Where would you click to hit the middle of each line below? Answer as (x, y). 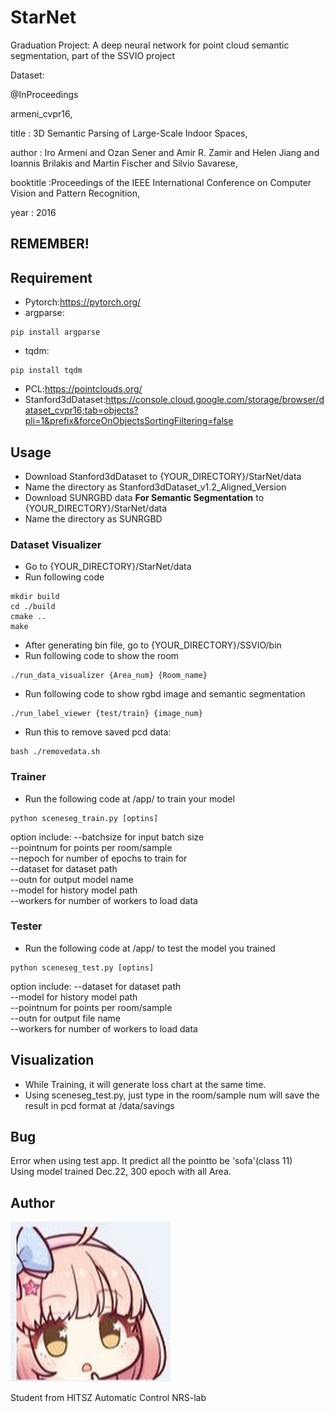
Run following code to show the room (102, 656)
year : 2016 (33, 212)
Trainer (28, 777)
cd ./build (33, 607)
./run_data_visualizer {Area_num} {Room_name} (109, 676)
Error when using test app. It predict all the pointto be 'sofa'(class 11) (151, 1161)
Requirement (51, 277)
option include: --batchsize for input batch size (107, 837)
